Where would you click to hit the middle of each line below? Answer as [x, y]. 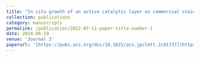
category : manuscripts [34, 23]
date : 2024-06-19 [28, 34]
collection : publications [38, 17]
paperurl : [18, 45]
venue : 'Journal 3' [30, 39]
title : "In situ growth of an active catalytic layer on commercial [93, 12]
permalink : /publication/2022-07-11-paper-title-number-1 [79, 28]
